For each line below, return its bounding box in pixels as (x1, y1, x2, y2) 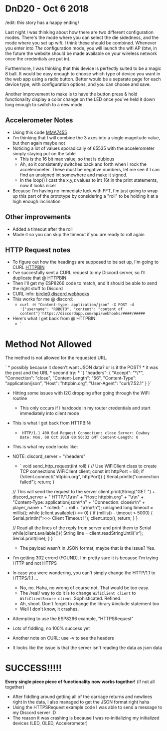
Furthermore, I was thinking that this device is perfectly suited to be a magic (5, 65, 162, 71)
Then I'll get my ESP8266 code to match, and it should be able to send (12, 280, 158, 286)
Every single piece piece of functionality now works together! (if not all (5, 679, 155, 685)
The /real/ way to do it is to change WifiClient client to (19, 590, 136, 596)
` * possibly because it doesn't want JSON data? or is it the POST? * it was (5, 365, 159, 370)
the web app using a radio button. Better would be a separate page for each (5, 76, 161, 82)
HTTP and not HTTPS (12, 560, 57, 566)
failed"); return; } (19, 479, 55, 485)
